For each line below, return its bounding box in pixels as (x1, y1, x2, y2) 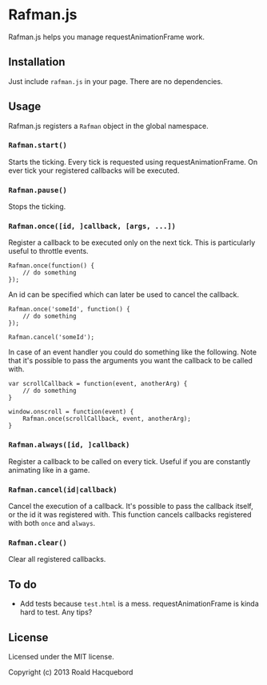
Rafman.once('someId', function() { (8, 306, 130, 314)
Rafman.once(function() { (8, 262, 94, 270)
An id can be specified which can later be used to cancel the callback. (8, 290, 240, 299)
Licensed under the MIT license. (8, 651, 114, 661)
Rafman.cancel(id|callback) (8, 485, 118, 494)
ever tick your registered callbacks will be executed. (8, 166, 180, 175)
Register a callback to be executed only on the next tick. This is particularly (8, 238, 256, 247)
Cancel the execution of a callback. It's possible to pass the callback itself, (8, 502, 253, 511)
